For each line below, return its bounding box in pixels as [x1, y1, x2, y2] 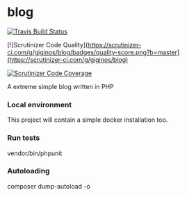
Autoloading [7, 166, 50, 176]
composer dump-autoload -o [7, 182, 90, 190]
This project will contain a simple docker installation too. [7, 116, 168, 124]
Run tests [7, 133, 40, 143]
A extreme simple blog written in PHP [7, 82, 115, 90]
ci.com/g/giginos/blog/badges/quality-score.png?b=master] [7, 48, 180, 56]
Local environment [7, 100, 72, 109]
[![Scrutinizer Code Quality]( [7, 40, 88, 49]
